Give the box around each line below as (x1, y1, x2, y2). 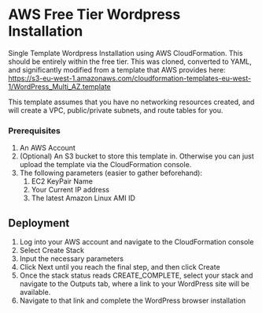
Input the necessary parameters (19, 254, 124, 263)
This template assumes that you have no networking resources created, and (8, 97, 255, 106)
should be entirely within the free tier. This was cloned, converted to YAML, (8, 57, 252, 66)
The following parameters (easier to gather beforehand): (19, 168, 203, 178)
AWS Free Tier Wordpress (8, 6, 181, 24)
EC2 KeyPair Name (31, 177, 93, 186)
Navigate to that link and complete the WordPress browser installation (19, 296, 246, 305)
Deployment (8, 216, 70, 229)
